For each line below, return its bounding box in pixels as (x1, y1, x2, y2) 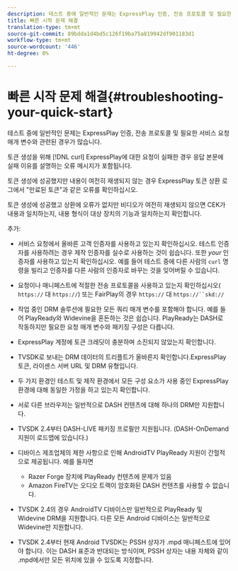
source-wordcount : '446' (7, 43, 81, 50)
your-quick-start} (7, 104, 113, 120)
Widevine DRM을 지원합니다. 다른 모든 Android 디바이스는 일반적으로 (17, 514, 210, 522)
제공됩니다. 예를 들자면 (30, 457, 94, 465)
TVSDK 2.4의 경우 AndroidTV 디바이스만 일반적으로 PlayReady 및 (17, 504, 203, 514)
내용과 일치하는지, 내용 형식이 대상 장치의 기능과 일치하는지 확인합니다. (7, 209, 202, 217)
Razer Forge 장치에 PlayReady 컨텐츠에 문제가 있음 (28, 472, 172, 480)
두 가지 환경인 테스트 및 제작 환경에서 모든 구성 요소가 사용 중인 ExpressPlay (17, 376, 229, 385)
